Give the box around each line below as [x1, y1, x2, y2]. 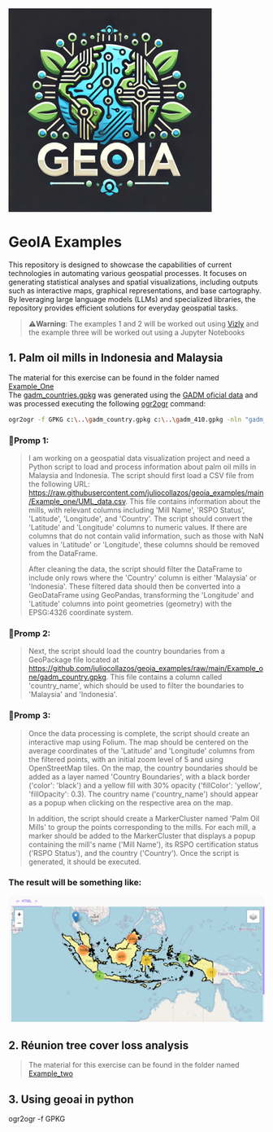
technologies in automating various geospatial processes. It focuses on [8, 268, 247, 278]
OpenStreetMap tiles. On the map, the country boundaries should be [28, 763, 258, 773]
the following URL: [28, 479, 90, 489]
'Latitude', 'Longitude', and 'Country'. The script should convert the [28, 513, 253, 524]
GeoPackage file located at [28, 655, 119, 665]
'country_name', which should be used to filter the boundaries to [28, 681, 245, 691]
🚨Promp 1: [8, 435, 50, 446]
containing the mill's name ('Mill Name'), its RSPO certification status [28, 839, 258, 849]
